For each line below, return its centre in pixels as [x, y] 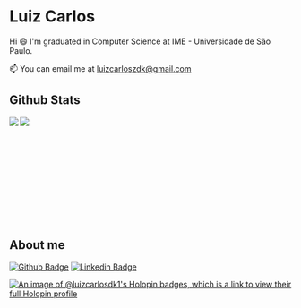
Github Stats [45, 100]
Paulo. [21, 50]
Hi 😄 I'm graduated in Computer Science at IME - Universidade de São [140, 41]
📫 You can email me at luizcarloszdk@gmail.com [100, 68]
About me [37, 245]
